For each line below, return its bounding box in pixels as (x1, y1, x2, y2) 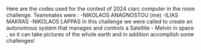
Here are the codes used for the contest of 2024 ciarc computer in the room (6, 5, 196, 12)
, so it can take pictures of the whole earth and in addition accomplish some (6, 31, 194, 38)
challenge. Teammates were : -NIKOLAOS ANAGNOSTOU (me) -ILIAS (6, 11, 179, 19)
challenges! (6, 37, 35, 44)
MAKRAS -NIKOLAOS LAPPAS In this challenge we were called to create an (6, 18, 193, 25)
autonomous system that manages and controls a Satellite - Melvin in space (6, 24, 194, 31)
